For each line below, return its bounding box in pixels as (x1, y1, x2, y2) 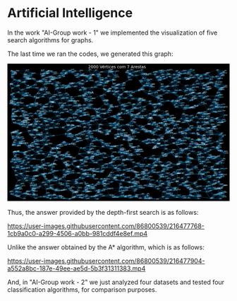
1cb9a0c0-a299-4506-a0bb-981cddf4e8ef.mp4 (7, 229, 148, 237)
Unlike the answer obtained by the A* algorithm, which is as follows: (7, 242, 205, 252)
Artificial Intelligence (7, 5, 133, 21)
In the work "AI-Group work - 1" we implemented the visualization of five (7, 28, 218, 37)
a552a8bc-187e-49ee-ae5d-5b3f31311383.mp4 (7, 264, 146, 273)
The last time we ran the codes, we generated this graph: (7, 49, 174, 58)
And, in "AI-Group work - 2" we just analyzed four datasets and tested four (7, 278, 224, 286)
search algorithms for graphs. (7, 35, 94, 44)
